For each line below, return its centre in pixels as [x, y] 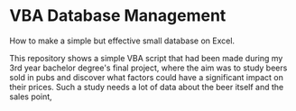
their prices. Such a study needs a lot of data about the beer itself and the [147, 87]
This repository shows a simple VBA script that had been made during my [146, 58]
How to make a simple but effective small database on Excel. [122, 41]
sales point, [31, 97]
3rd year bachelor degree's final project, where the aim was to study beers [148, 68]
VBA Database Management [118, 16]
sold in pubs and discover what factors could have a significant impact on [147, 77]
